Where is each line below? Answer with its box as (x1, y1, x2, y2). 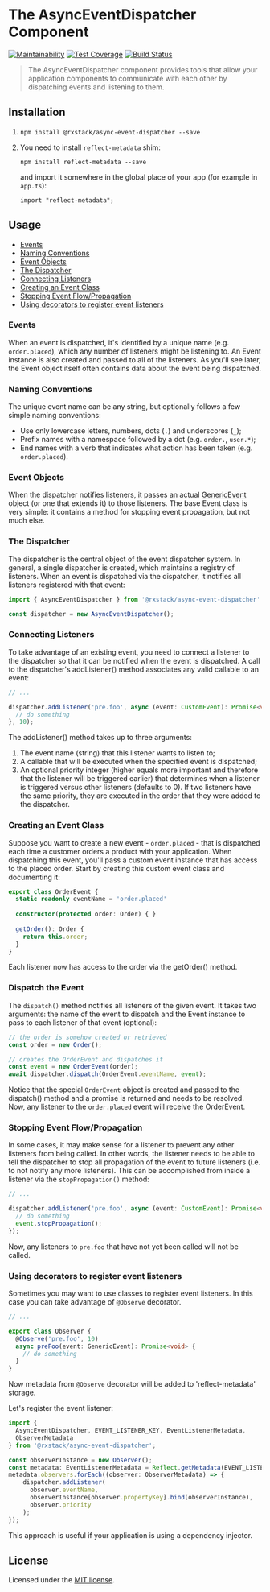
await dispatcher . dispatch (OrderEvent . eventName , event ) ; (8, 1070, 207, 1078)
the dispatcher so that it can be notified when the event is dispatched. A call (8, 655, 260, 665)
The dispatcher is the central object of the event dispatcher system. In (8, 554, 241, 564)
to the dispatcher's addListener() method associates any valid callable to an (8, 664, 260, 674)
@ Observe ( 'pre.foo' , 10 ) (15, 1334, 99, 1342)
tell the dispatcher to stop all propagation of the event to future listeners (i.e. (8, 1157, 261, 1167)
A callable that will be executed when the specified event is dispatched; (19, 757, 257, 767)
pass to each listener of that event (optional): (8, 1017, 157, 1028)
